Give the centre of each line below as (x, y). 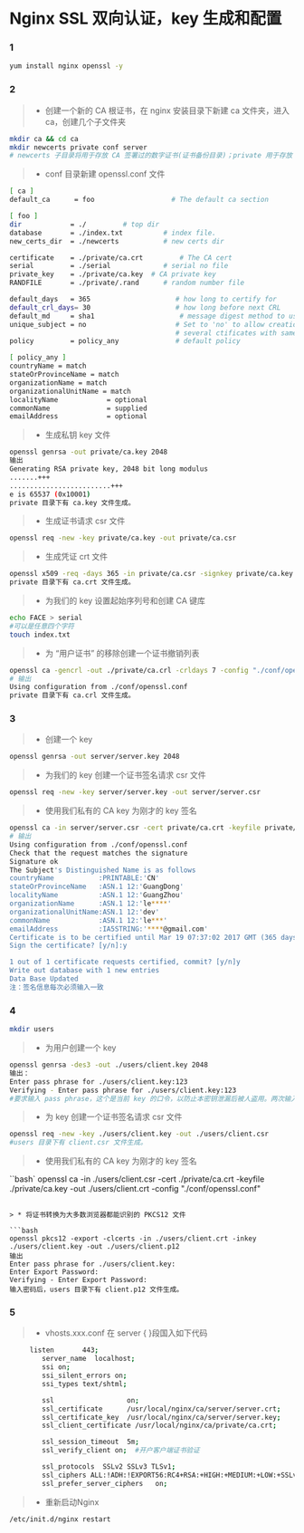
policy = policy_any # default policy (125, 341)
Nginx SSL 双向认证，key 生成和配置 (146, 19)
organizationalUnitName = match (70, 391)
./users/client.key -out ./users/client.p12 (95, 1247)
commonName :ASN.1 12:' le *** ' (89, 920)
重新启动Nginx (72, 1502)
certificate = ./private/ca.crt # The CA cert (121, 258)
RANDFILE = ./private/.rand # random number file (127, 283)
